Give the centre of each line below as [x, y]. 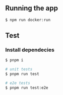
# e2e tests [18, 83]
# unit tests [19, 69]
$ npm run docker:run [28, 20]
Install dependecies [30, 50]
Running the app [31, 8]
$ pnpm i [14, 60]
